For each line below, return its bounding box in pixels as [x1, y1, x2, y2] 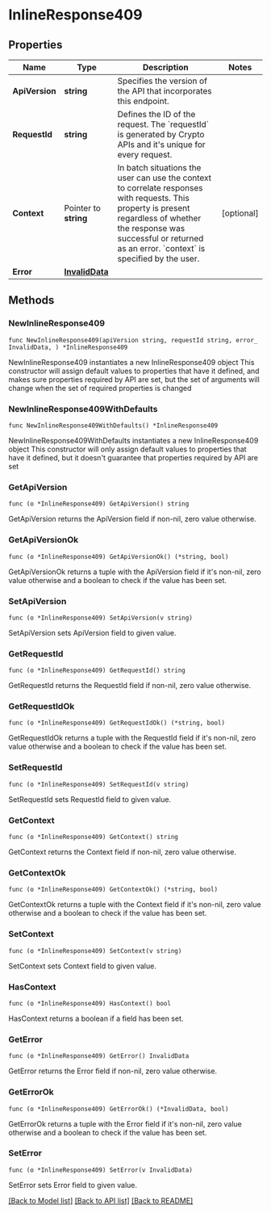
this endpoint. [117, 95, 169, 107]
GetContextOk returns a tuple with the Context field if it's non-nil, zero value [8, 900, 261, 909]
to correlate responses [117, 183, 203, 193]
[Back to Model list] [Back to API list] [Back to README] [8, 1195, 194, 1205]
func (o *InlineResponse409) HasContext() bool [8, 999, 172, 1007]
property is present [117, 203, 190, 213]
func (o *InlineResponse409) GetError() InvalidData [8, 1052, 190, 1060]
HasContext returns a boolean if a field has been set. [8, 1014, 184, 1023]
